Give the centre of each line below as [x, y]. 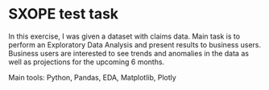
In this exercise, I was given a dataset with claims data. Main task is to [124, 36]
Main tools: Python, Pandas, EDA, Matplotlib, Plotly [93, 77]
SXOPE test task [64, 14]
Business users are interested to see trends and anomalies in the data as [129, 53]
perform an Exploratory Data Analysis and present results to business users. [135, 44]
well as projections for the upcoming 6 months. [87, 62]
